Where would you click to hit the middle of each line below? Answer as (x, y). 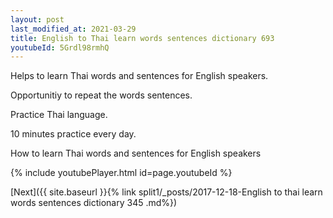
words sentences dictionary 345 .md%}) (94, 203)
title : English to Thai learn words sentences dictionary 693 (142, 38)
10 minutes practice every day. (73, 134)
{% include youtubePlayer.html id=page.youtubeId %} (121, 173)
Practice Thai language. (59, 115)
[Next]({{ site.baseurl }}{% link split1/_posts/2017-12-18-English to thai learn (166, 192)
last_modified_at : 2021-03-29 (73, 29)
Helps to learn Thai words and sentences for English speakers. (139, 76)
